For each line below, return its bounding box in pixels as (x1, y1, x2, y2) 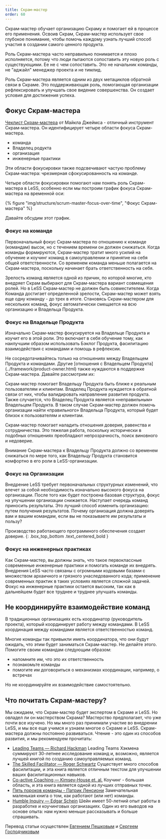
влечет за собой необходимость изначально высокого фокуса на (5, 487, 144, 493)
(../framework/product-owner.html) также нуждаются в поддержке (5, 365, 145, 372)
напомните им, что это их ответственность (12, 657, 104, 662)
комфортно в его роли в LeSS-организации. (5, 458, 98, 464)
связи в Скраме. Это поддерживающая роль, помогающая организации (5, 81, 159, 87)
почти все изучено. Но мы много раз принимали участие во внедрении (5, 720, 158, 726)
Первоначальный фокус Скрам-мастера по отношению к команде (5, 239, 147, 244)
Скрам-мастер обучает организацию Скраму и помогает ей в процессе (5, 25, 159, 31)
